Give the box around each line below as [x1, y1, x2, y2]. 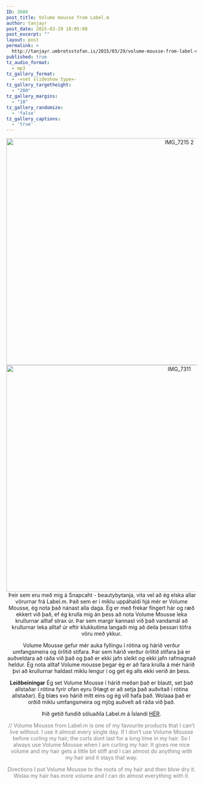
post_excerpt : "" [6, 31, 50, 37]
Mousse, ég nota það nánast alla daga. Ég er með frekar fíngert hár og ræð [8, 604, 195, 611]
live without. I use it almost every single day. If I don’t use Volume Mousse [10, 728, 193, 735]
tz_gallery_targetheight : [6, 82, 71, 88]
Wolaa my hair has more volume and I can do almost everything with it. [13, 772, 190, 780]
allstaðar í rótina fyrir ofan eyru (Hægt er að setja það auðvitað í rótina [14, 686, 188, 693]
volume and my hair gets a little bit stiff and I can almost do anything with [10, 748, 193, 755]
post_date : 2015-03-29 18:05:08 [6, 25, 88, 32]
